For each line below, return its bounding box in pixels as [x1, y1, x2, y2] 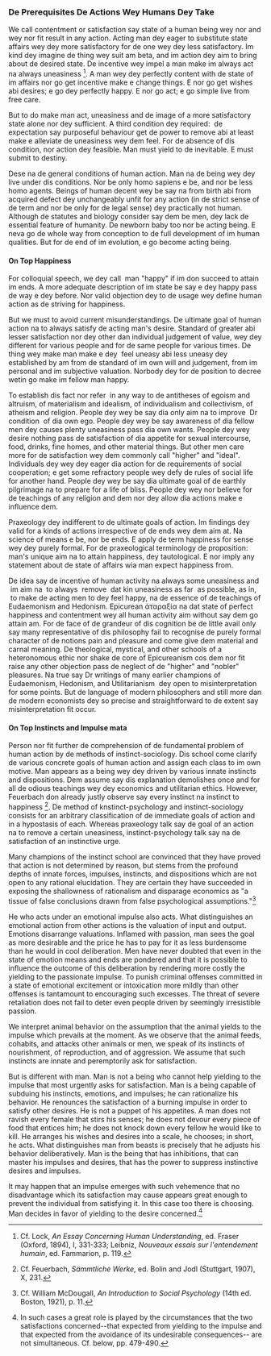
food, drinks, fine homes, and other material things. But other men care [8, 442, 244, 451]
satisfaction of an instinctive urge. [8, 837, 121, 846]
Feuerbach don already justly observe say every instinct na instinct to [8, 792, 240, 802]
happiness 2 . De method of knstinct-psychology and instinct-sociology [8, 801, 244, 812]
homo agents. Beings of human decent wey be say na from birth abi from [8, 185, 252, 195]
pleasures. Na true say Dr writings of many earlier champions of [8, 670, 221, 680]
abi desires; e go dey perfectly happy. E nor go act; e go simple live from [8, 85, 250, 95]
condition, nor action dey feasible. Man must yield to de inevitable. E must [8, 144, 254, 154]
